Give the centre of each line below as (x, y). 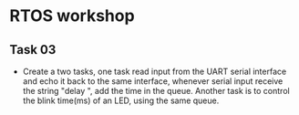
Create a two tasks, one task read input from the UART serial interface (155, 71)
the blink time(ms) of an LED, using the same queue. (121, 100)
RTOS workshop (72, 16)
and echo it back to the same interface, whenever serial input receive (153, 81)
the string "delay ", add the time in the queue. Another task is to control (156, 91)
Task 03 (33, 50)
